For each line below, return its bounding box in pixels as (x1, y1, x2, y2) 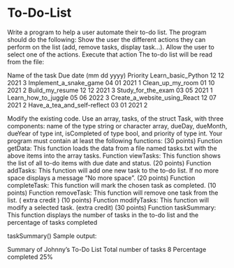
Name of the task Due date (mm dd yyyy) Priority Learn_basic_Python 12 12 (7, 71, 225, 80)
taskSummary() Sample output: (7, 232, 97, 240)
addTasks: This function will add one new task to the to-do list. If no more (7, 166, 219, 174)
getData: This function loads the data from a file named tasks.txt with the (7, 144, 218, 152)
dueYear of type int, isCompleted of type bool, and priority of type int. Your (7, 129, 223, 137)
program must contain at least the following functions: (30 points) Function (7, 136, 223, 144)
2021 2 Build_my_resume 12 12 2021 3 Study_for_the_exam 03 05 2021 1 (7, 86, 213, 94)
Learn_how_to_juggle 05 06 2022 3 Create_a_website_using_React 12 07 (7, 93, 217, 102)
